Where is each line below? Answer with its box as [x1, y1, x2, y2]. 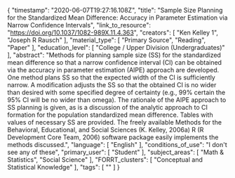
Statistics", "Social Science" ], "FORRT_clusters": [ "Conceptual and [7, 155, 203, 164]
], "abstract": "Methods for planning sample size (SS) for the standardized [7, 51, 221, 59]
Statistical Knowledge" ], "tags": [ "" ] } [7, 163, 121, 171]
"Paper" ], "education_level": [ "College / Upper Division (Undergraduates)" [7, 44, 226, 51]
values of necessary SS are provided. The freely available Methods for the [7, 118, 222, 126]
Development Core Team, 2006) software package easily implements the [7, 133, 219, 141]
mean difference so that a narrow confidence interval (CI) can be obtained [7, 58, 222, 66]
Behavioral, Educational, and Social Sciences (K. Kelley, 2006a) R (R [7, 126, 204, 134]
